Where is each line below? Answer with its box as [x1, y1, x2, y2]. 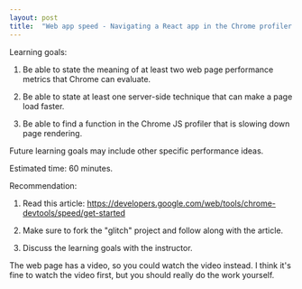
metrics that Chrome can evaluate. [22, 73, 151, 84]
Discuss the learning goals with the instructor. [22, 242, 193, 253]
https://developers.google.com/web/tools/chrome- [87, 198, 277, 209]
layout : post [9, 13, 59, 23]
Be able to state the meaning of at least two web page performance [22, 64, 274, 75]
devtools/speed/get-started [22, 207, 126, 218]
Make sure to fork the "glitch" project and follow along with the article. [22, 225, 284, 236]
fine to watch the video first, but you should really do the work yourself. [9, 269, 275, 280]
